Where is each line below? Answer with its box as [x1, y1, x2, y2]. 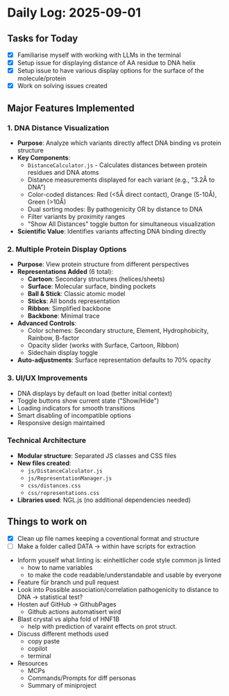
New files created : [17, 459, 71, 467]
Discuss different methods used [17, 629, 109, 638]
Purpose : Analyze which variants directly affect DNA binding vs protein [17, 139, 222, 147]
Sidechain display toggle [27, 349, 99, 357]
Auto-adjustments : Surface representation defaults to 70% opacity [17, 356, 212, 365]
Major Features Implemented [7, 102, 135, 114]
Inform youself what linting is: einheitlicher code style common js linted [17, 556, 221, 564]
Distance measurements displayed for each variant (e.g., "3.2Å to [27, 175, 215, 184]
